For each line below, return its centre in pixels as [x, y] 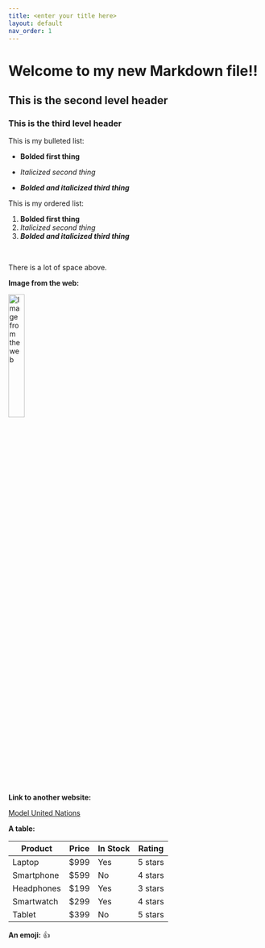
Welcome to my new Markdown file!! [133, 71]
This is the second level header [88, 100]
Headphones [37, 888]
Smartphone [36, 875]
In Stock [114, 849]
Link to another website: [50, 798]
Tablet [24, 915]
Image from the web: [44, 283]
